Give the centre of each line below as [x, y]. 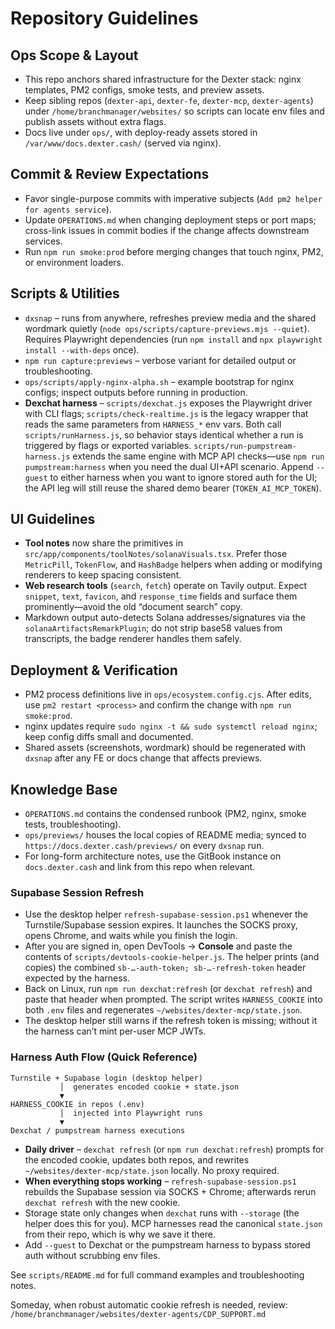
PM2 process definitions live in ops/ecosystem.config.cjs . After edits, [168, 694]
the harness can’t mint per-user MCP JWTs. [115, 1031]
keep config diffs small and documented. [109, 737]
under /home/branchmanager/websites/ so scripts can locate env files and [174, 111]
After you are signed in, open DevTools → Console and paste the [158, 946]
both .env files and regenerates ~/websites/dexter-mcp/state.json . [163, 1010]
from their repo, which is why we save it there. [120, 1234]
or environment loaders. [74, 262]
